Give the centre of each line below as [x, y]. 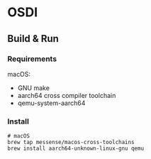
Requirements [32, 59]
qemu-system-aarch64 [51, 103]
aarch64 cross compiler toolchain [67, 95]
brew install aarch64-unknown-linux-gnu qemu [75, 149]
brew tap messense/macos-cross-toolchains [71, 143]
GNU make [33, 88]
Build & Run [33, 39]
